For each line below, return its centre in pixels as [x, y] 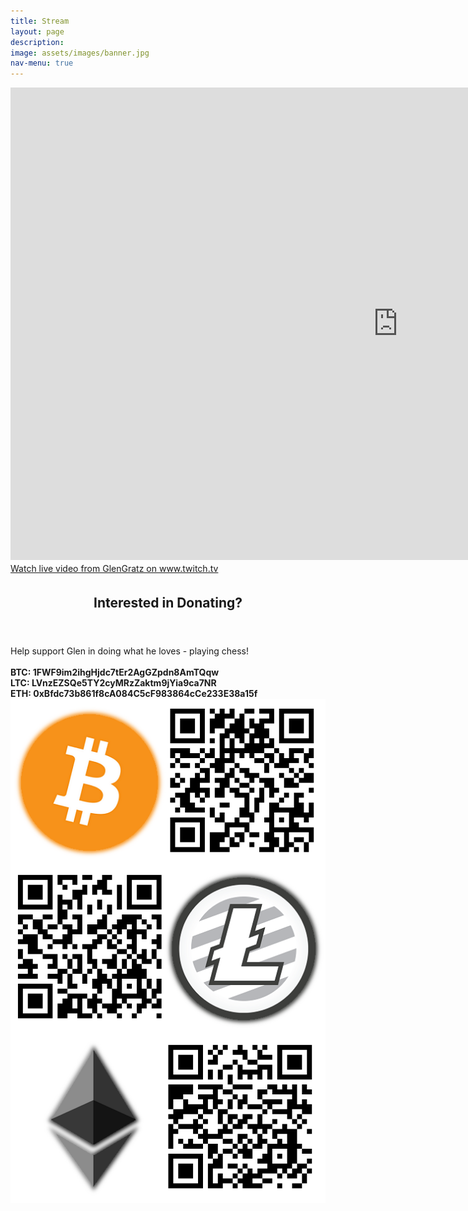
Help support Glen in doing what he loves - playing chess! [130, 651]
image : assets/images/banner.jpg [80, 53]
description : [37, 42]
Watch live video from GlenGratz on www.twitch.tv [114, 569]
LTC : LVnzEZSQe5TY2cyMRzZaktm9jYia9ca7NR [113, 682]
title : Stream [40, 21]
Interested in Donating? [168, 602]
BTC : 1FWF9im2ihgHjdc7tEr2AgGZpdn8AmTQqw [115, 672]
